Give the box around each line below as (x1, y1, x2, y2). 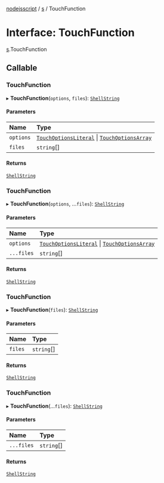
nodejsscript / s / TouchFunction (6, 5, 86, 12)
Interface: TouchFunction (6, 26, 135, 39)
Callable (6, 63, 38, 73)
